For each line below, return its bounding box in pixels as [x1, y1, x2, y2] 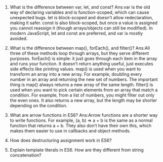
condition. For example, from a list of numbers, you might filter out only [9, 92, 155, 98]
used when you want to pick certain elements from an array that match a [9, 87, 158, 93]
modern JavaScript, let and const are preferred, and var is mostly [9, 31, 143, 36]
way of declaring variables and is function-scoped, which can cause [9, 9, 150, 15]
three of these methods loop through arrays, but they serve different [9, 50, 149, 56]
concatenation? [9, 152, 41, 158]
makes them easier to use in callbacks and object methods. [9, 128, 131, 133]
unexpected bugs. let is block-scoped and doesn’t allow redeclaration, [9, 15, 153, 20]
